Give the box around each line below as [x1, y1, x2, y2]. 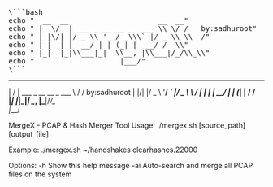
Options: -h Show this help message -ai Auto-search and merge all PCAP [8, 161, 253, 170]
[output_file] [8, 129, 50, 138]
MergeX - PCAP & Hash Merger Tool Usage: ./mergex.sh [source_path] [8, 120, 246, 130]
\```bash [8, 8, 43, 16]
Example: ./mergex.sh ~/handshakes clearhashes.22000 [8, 145, 198, 154]
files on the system [8, 169, 72, 179]
